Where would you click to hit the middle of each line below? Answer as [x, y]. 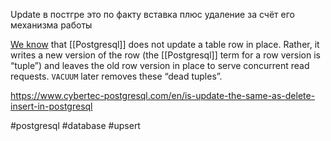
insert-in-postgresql [51, 106]
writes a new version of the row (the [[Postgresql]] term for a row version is [165, 55]
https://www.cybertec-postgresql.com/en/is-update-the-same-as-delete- [163, 95]
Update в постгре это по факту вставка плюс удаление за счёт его [152, 14]
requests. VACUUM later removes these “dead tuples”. [116, 76]
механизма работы [51, 25]
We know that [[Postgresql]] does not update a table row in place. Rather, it [165, 44]
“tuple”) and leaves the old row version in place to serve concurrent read [160, 65]
